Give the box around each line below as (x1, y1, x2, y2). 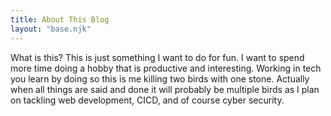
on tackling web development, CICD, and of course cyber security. (10, 94, 285, 106)
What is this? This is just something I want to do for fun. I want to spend (10, 51, 305, 63)
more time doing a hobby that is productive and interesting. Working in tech (10, 62, 322, 74)
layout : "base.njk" (10, 24, 92, 34)
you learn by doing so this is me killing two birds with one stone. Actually (10, 72, 310, 85)
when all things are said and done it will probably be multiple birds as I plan (10, 83, 320, 95)
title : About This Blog (10, 14, 110, 25)
